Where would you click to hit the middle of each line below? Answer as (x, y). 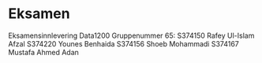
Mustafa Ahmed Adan (43, 52)
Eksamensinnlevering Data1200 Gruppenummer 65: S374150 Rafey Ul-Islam (131, 35)
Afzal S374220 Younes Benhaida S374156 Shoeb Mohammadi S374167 (124, 43)
